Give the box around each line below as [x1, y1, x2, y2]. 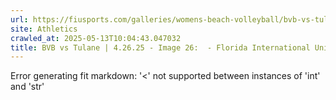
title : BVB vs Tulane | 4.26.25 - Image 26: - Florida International [10, 42, 311, 53]
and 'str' [10, 81, 45, 93]
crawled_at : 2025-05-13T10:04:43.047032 [10, 33, 182, 43]
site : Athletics [10, 24, 78, 34]
